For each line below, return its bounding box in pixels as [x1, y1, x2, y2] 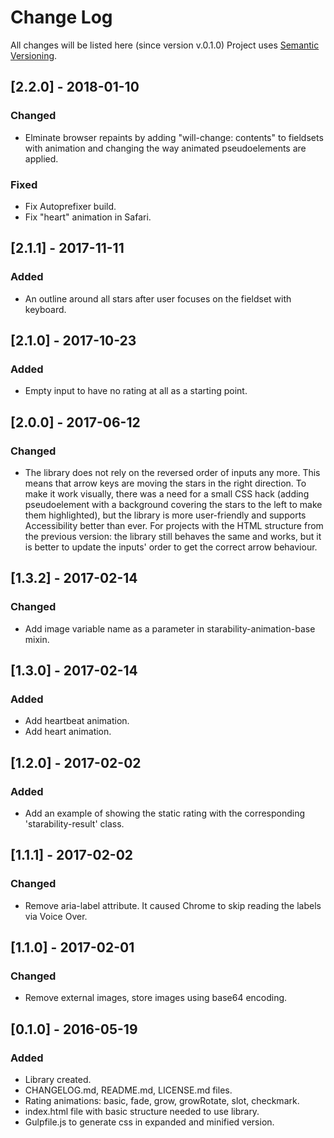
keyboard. [24, 303, 67, 315]
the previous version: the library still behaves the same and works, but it [24, 530, 322, 542]
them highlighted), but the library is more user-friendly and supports [24, 509, 307, 521]
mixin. [24, 633, 50, 645]
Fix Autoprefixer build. [24, 200, 117, 212]
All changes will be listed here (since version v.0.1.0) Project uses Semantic [10, 39, 320, 51]
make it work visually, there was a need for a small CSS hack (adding [24, 487, 310, 500]
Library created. [24, 1074, 92, 1086]
